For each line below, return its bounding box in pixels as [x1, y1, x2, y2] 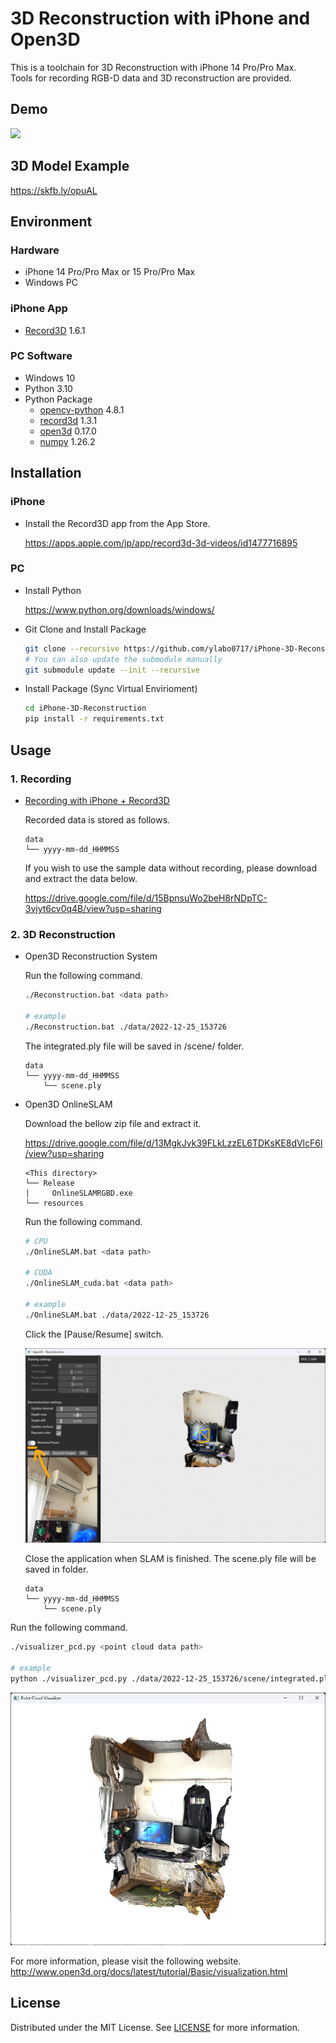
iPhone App [10, 302, 68, 316]
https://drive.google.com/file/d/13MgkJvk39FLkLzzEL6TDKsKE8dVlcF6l [24, 1137, 323, 1149]
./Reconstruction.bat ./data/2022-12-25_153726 [24, 1022, 227, 1032]
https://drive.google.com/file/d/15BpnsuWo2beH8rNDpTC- [24, 892, 268, 904]
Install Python [24, 584, 82, 596]
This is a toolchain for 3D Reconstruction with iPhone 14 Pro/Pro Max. [10, 61, 297, 73]
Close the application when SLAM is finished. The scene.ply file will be [24, 1553, 317, 1565]
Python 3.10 [24, 382, 73, 394]
